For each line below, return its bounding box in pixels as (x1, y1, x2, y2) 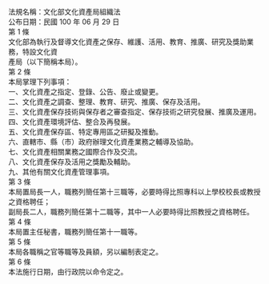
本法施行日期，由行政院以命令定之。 (8, 267, 128, 276)
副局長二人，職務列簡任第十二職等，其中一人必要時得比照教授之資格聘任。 (8, 207, 254, 216)
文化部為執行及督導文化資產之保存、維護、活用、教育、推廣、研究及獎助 (8, 37, 247, 46)
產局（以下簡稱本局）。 (8, 57, 82, 66)
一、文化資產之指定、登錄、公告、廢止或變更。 (8, 87, 163, 96)
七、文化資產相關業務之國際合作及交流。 (8, 147, 142, 156)
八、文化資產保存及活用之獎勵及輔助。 (8, 157, 134, 166)
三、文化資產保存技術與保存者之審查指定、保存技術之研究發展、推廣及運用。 (8, 107, 261, 116)
